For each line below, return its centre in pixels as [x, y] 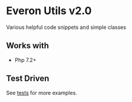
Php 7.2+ [25, 60]
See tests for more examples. [42, 93]
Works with [27, 46]
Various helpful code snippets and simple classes [66, 27]
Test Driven [28, 79]
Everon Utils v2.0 [49, 11]
